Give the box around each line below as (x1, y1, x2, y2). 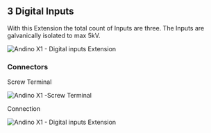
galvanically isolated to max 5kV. (7, 31, 101, 39)
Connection (7, 105, 40, 113)
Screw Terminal (7, 78, 52, 86)
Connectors (7, 62, 49, 71)
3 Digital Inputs (7, 6, 74, 17)
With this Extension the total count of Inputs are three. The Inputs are (7, 24, 205, 32)
